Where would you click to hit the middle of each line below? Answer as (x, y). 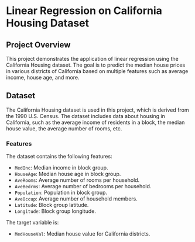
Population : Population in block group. (61, 193)
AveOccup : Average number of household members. (76, 199)
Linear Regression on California (84, 11)
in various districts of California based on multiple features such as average (97, 71)
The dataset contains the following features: (59, 157)
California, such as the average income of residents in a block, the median (95, 122)
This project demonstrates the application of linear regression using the (92, 59)
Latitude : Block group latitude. (52, 205)
